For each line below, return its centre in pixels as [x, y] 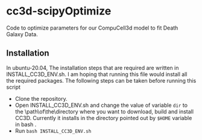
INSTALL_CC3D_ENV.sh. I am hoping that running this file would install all [97, 74]
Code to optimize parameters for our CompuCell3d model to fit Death [92, 28]
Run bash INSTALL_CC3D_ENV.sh [53, 130]
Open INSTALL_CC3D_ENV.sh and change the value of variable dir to [101, 105]
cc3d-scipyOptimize [59, 11]
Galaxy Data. [22, 34]
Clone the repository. [41, 98]
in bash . [26, 124]
